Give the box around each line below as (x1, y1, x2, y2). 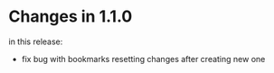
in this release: (8, 36, 63, 47)
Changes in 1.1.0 (8, 6, 133, 27)
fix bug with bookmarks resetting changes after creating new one (21, 53, 266, 64)
